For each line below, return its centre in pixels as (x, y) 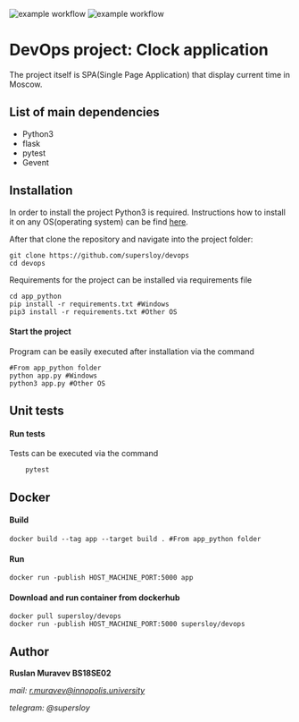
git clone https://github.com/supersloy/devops (100, 255)
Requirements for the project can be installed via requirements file (131, 280)
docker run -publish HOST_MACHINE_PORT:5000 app (101, 578)
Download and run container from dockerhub (95, 597)
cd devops (28, 263)
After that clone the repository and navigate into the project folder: (131, 239)
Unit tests (37, 411)
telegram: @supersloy (50, 708)
